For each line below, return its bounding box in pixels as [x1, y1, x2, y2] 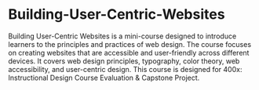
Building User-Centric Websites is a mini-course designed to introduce [8, 31, 237, 41]
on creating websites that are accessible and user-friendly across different [8, 48, 250, 57]
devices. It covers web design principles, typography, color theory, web [8, 56, 240, 66]
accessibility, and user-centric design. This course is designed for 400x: [8, 64, 243, 74]
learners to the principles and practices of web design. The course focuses [8, 39, 252, 49]
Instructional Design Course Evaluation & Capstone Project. [8, 73, 200, 82]
